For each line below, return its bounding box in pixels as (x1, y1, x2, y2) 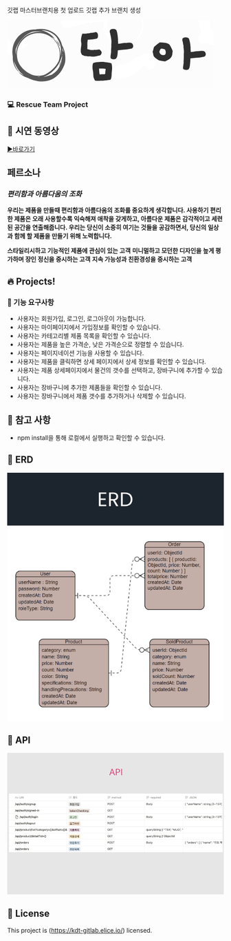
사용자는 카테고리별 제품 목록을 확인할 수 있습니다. (16, 332, 151, 340)
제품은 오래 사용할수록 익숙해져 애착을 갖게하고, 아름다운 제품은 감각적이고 (14, 215, 211, 223)
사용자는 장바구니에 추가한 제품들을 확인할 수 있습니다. (16, 383, 163, 392)
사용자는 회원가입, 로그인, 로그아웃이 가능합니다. (16, 315, 146, 323)
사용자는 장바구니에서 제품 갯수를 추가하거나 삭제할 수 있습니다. (16, 392, 187, 401)
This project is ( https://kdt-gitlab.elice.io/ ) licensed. (7, 926, 153, 934)
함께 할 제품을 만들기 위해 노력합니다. (14, 232, 112, 240)
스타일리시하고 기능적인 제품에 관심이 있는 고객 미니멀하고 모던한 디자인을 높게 (7, 246, 214, 255)
